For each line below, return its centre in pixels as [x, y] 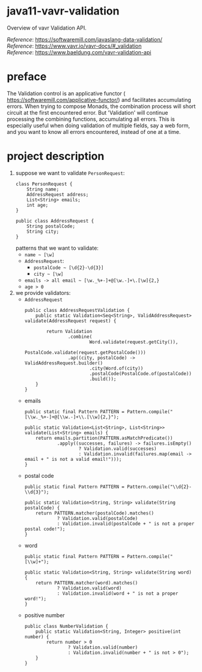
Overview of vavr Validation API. [47, 28]
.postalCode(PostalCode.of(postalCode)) [140, 373]
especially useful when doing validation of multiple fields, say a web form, [98, 125]
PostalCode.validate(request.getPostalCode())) [85, 352]
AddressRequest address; [58, 194]
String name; [43, 189]
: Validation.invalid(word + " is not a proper [118, 593]
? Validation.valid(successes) [118, 449]
